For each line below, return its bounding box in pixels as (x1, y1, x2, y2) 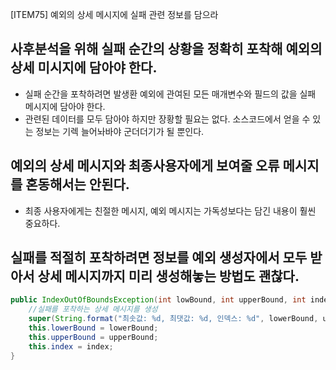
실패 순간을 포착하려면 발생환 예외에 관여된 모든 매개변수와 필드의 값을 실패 (24, 88, 317, 100)
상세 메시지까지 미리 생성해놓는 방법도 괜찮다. (37, 268, 300, 285)
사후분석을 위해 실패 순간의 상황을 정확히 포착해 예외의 (10, 41, 323, 58)
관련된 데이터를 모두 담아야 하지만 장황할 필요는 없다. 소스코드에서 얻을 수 (24, 113, 311, 125)
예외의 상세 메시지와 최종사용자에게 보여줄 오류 (10, 158, 280, 175)
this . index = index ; (28, 341, 114, 352)
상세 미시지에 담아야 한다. (10, 59, 158, 77)
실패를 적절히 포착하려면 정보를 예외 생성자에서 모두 (10, 249, 308, 267)
